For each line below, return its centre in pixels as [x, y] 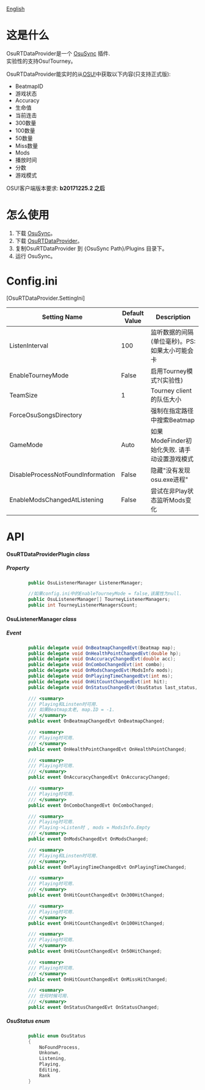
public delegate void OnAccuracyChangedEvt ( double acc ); [102, 659]
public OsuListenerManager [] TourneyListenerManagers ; [99, 600]
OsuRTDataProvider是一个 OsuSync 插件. [58, 53]
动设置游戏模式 [172, 459]
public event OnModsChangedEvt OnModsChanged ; [88, 839]
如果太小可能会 [172, 351]
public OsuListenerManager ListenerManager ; [86, 583]
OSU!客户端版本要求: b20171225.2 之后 [56, 188]
